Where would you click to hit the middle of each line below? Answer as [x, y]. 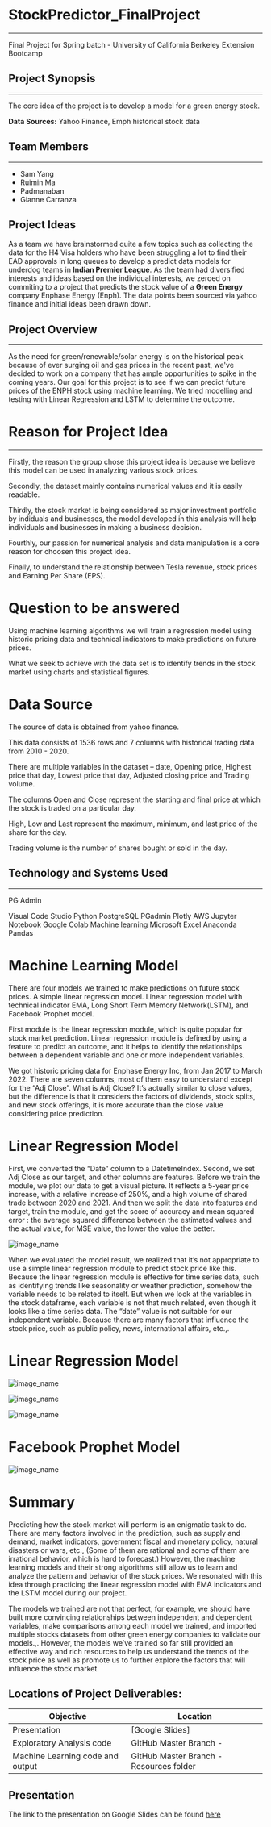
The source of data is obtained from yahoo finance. [94, 727]
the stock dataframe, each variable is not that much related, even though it [132, 1302]
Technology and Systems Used [88, 873]
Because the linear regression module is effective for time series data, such [134, 1277]
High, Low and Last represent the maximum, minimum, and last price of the [133, 824]
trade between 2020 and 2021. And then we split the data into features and [133, 1203]
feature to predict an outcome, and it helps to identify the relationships [125, 1046]
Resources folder [163, 1767]
